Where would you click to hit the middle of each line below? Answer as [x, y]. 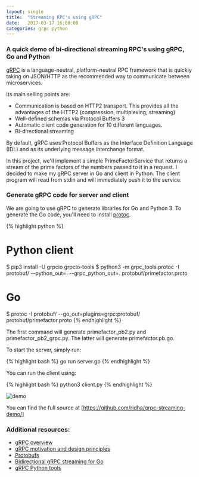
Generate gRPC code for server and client [68, 195]
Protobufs [27, 455]
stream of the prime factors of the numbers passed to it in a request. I [92, 167]
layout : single [25, 12]
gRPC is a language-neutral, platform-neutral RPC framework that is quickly [99, 70]
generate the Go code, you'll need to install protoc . [69, 214]
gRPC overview [34, 442]
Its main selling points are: [38, 94]
